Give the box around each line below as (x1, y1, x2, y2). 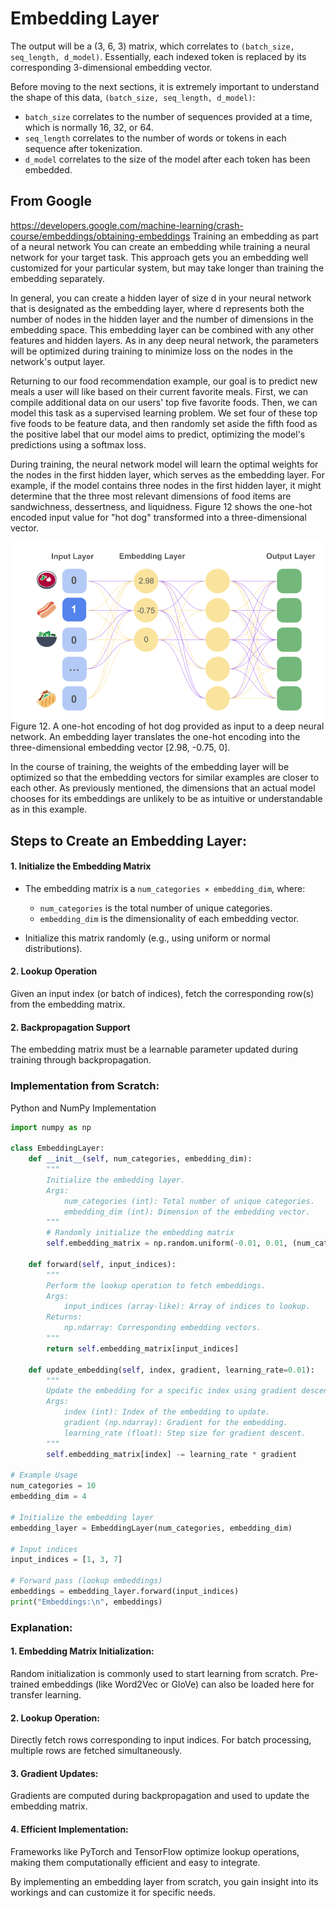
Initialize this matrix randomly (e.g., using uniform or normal (24, 932, 271, 944)
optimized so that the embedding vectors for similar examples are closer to (10, 772, 320, 784)
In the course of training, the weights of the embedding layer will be (10, 761, 290, 773)
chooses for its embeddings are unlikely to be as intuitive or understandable (10, 793, 323, 805)
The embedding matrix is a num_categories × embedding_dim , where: (24, 882, 306, 894)
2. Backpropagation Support (10, 1021, 131, 1033)
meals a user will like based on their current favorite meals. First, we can (10, 385, 308, 397)
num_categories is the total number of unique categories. (39, 902, 273, 914)
